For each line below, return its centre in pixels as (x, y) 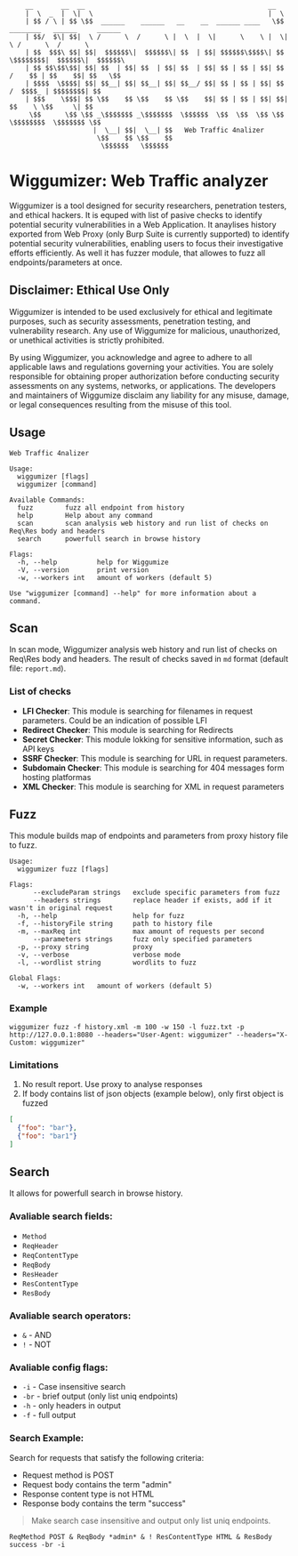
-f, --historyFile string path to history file (115, 924)
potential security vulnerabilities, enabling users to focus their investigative (146, 243)
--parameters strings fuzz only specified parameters (142, 939)
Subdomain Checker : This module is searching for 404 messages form (153, 768)
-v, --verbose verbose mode (99, 955)
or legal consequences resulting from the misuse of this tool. (121, 404)
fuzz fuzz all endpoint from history (101, 508)
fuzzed (35, 1103)
